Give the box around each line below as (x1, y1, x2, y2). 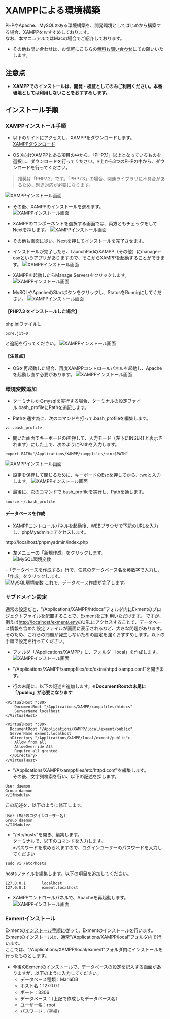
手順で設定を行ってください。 (5, 638, 67, 644)
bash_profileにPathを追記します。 (18, 404, 89, 411)
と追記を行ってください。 (5, 340, 58, 346)
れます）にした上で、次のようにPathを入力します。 (12, 441, 120, 448)
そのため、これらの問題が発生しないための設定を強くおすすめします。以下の (5, 631, 165, 637)
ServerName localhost (14, 708, 60, 714)
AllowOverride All (14, 744, 53, 749)
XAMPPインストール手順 (5, 123, 66, 130)
